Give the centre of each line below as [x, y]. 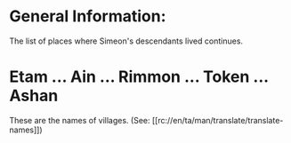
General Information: [88, 16]
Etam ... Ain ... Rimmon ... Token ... [139, 77]
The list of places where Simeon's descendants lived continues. [126, 41]
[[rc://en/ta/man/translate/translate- [218, 120]
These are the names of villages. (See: [80, 120]
